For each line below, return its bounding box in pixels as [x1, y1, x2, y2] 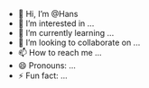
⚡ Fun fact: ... [17, 70, 68, 81]
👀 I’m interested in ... [17, 18, 95, 29]
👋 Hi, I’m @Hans [17, 9, 79, 19]
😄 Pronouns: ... [17, 60, 77, 71]
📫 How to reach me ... [17, 48, 102, 57]
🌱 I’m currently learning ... [17, 28, 115, 38]
